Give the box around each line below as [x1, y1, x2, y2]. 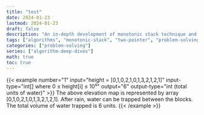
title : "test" [6, 8, 42, 15]
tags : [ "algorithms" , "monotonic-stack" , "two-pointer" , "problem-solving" [6, 37, 202, 43]
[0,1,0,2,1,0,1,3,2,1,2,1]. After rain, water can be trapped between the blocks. [6, 95, 193, 103]
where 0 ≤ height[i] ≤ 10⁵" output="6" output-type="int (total [35, 82, 187, 90]
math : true [6, 54, 34, 60]
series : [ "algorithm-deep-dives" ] [6, 48, 94, 54]
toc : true [6, 59, 32, 65]
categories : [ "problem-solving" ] [6, 43, 91, 49]
